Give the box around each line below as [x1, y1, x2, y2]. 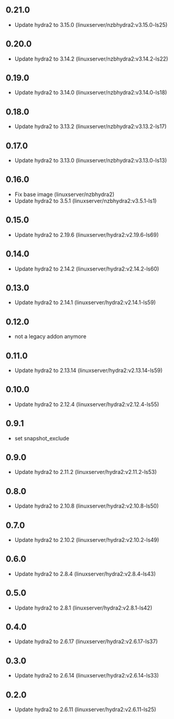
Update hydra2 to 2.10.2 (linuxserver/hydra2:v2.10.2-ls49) [14, 536, 159, 543]
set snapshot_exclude [14, 434, 69, 442]
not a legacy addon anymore [14, 333, 86, 340]
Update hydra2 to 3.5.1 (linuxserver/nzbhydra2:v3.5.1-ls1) [14, 197, 157, 204]
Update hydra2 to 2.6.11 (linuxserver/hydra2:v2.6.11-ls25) [14, 706, 156, 714]
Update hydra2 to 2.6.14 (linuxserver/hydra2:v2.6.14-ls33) [14, 672, 159, 679]
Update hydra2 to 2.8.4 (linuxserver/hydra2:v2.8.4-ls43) [14, 570, 156, 577]
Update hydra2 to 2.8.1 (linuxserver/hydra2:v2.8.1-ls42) [14, 604, 153, 611]
